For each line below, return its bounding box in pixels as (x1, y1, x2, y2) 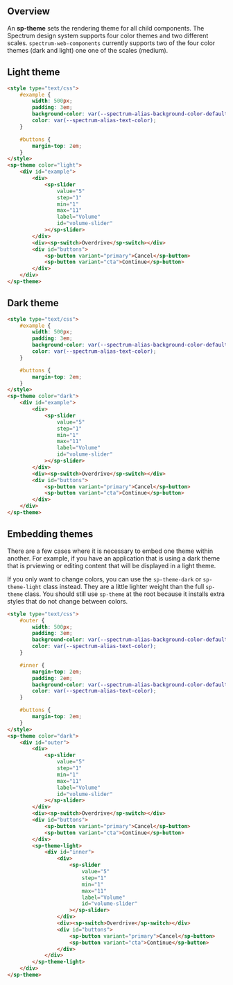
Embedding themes (7, 528, 94, 540)
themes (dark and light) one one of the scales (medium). (7, 46, 169, 54)
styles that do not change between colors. (7, 597, 128, 605)
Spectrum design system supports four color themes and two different (7, 31, 209, 40)
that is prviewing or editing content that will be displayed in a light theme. (7, 561, 216, 570)
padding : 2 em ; (32, 674, 73, 681)
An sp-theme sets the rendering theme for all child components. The (7, 24, 205, 32)
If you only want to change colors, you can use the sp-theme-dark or (7, 574, 202, 583)
